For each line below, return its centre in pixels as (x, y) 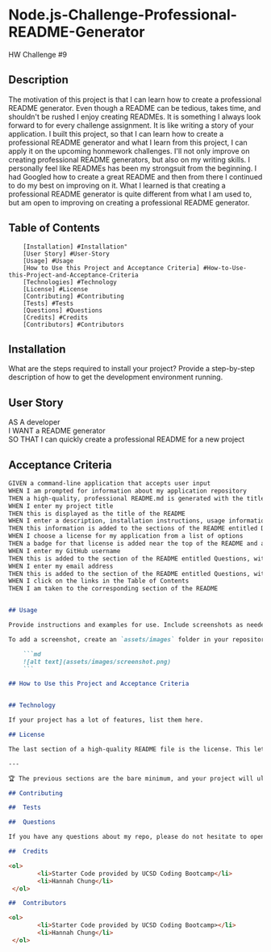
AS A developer (34, 422)
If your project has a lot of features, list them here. (106, 720)
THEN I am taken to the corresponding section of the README (113, 589)
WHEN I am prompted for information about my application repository (128, 491)
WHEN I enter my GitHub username (65, 551)
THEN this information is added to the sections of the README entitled (133, 529)
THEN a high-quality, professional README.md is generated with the (126, 498)
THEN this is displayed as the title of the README (97, 514)
